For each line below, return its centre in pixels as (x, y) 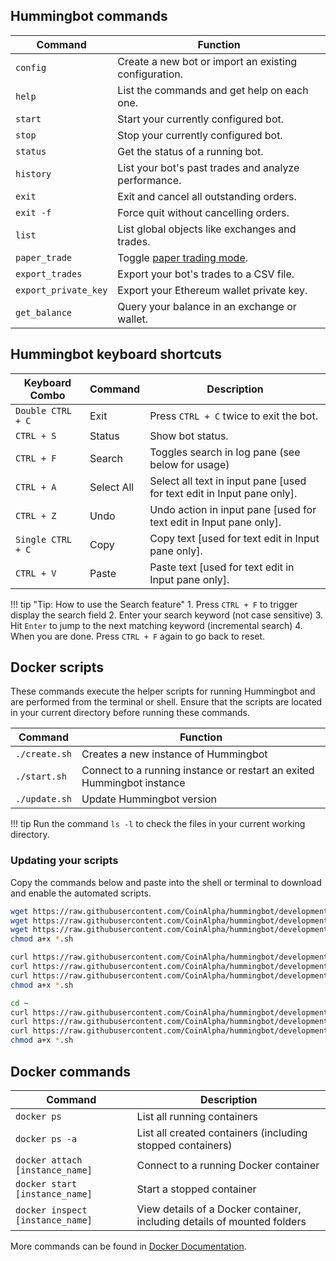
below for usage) (189, 464)
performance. (149, 180)
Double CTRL (44, 410)
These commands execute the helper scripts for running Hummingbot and (163, 691)
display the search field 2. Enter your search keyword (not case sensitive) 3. (167, 615)
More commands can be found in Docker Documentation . (128, 1246)
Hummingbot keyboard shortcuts (116, 354)
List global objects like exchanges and (207, 229)
